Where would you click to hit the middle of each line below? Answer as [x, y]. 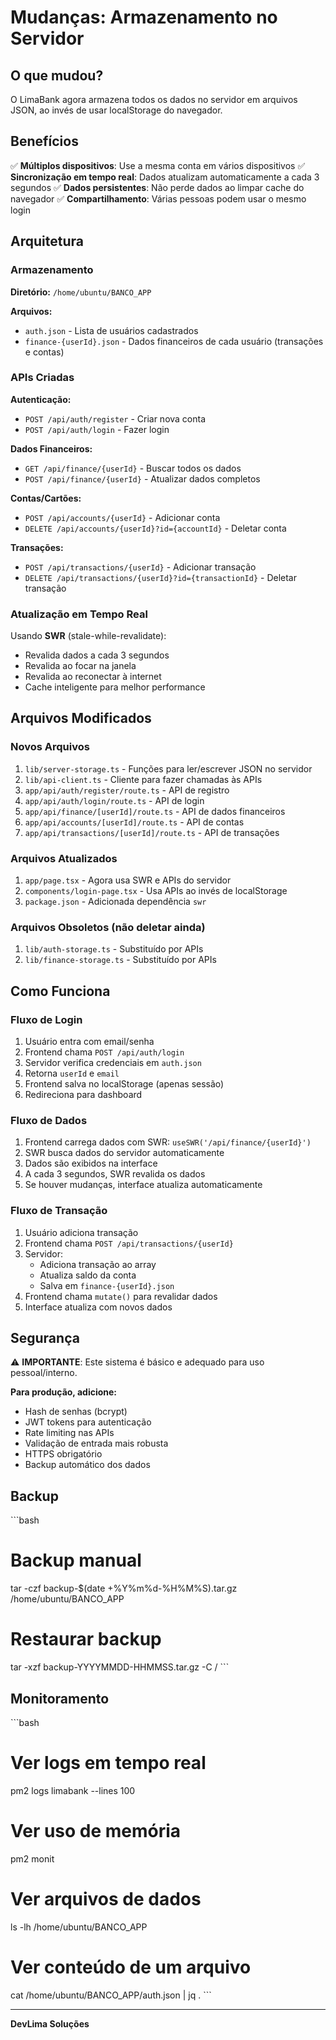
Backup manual [76, 1560]
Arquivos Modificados [81, 718]
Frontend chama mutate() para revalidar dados [121, 1296]
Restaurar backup [86, 1639]
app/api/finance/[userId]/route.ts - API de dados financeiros [155, 811]
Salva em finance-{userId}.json [107, 1285]
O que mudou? [57, 75]
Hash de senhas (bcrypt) [76, 1412]
